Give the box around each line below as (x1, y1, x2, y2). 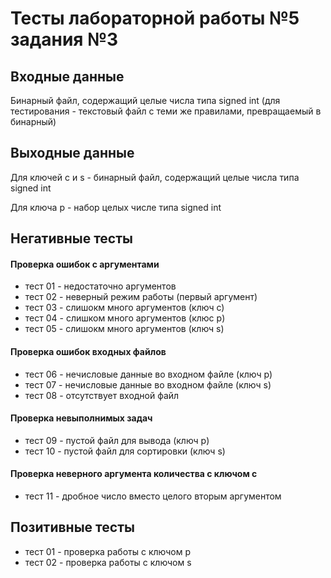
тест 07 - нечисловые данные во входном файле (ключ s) (24, 378, 272, 391)
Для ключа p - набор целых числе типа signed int (10, 201, 222, 213)
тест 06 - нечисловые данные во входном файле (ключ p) (24, 368, 273, 380)
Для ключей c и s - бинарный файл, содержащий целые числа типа (10, 171, 300, 183)
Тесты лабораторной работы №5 (10, 7, 300, 30)
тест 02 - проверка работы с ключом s (24, 556, 192, 568)
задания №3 (10, 28, 119, 51)
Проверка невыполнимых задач (10, 412, 153, 424)
